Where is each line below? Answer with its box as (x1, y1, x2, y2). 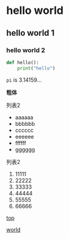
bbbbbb (15, 120, 35, 127)
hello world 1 (6, 28, 55, 38)
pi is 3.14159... (6, 76, 42, 83)
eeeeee (15, 133, 34, 140)
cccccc (15, 126, 34, 134)
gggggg (15, 146, 35, 153)
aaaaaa (15, 113, 33, 121)
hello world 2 (6, 46, 45, 54)
